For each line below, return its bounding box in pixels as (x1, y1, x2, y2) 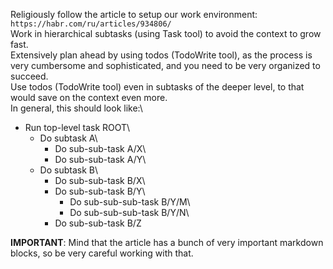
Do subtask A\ (39, 132, 98, 144)
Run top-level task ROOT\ (24, 122, 131, 133)
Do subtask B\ (39, 164, 98, 176)
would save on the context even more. (10, 92, 168, 103)
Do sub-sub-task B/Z (54, 217, 142, 229)
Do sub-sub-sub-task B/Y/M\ (69, 196, 191, 208)
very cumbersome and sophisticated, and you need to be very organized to (10, 60, 321, 71)
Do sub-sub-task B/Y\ (54, 185, 146, 197)
